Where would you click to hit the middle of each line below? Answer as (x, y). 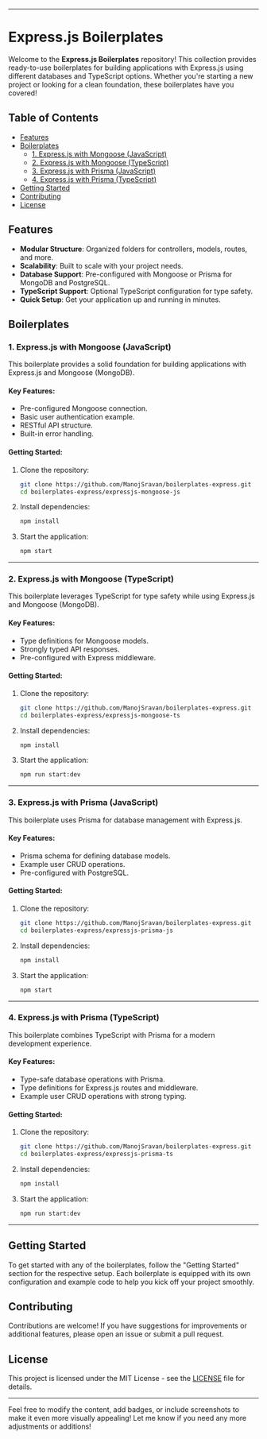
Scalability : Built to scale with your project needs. (101, 265)
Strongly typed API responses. (70, 649)
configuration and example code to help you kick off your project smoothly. (131, 1282)
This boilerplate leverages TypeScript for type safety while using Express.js (132, 596)
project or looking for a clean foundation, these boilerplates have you (121, 84)
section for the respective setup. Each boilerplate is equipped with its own (130, 1273)
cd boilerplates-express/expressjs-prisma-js (96, 930)
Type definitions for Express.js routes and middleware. (109, 1088)
